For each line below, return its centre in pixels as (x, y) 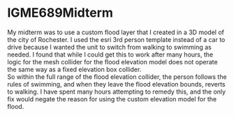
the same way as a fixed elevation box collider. (74, 69)
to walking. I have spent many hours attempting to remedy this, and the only (116, 92)
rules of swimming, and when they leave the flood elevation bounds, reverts (116, 84)
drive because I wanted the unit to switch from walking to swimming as (109, 47)
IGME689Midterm (60, 13)
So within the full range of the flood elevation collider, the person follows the (117, 77)
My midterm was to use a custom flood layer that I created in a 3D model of (116, 32)
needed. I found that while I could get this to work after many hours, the (110, 55)
